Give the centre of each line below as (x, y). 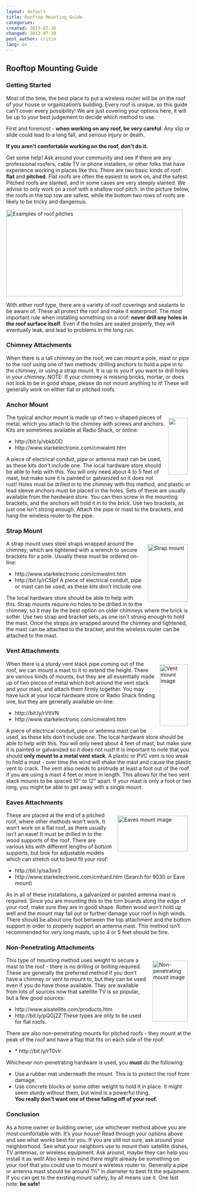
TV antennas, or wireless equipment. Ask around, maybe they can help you (97, 1152)
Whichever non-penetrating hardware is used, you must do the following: (95, 1063)
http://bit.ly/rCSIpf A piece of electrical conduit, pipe (78, 580)
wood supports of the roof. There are (51, 840)
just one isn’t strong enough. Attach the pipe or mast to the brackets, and (95, 510)
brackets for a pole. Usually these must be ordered (68, 556)
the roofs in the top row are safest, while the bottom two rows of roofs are (96, 195)
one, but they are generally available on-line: (60, 701)
